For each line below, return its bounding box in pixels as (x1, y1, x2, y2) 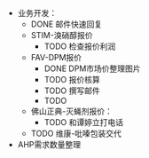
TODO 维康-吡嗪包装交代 (30, 128, 122, 138)
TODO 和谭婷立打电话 (43, 117, 124, 127)
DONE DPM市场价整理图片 (43, 63, 141, 74)
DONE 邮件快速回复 (30, 19, 103, 29)
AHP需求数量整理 (17, 139, 82, 149)
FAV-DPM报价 (30, 52, 82, 62)
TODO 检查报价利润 (43, 41, 116, 51)
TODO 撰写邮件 (43, 85, 100, 96)
